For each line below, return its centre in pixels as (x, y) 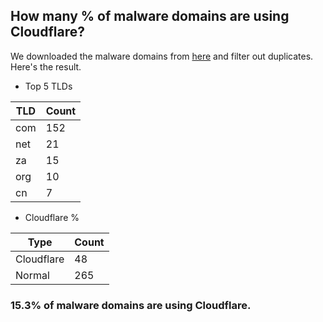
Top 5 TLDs (48, 86)
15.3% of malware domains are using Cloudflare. (131, 305)
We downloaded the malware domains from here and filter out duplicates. (162, 56)
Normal (32, 275)
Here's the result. (46, 66)
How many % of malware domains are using (150, 16)
